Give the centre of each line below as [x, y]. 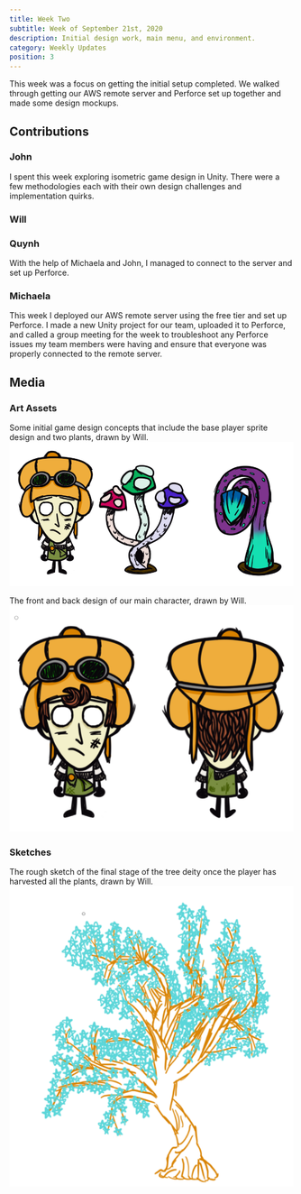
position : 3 [32, 57]
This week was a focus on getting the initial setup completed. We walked [145, 84]
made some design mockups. [64, 103]
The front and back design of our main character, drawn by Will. [128, 601]
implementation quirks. [52, 196]
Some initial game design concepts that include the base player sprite [139, 427]
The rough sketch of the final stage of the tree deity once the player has [143, 872]
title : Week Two [40, 19]
